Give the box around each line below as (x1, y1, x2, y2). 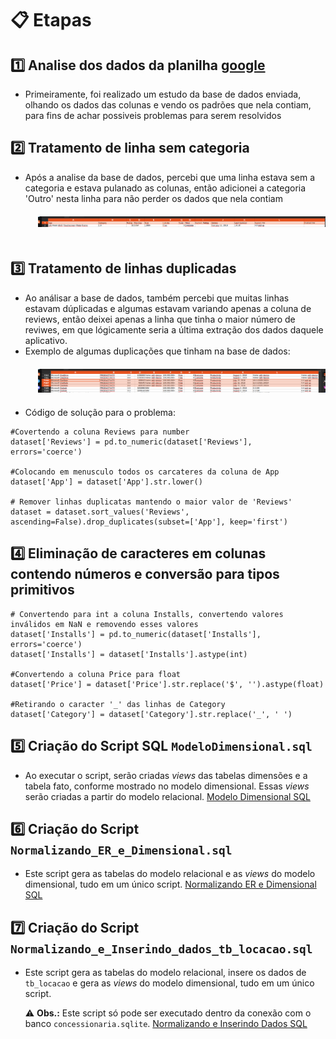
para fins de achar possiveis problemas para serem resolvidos (24, 110, 282, 121)
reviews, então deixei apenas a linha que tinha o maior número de (24, 313, 296, 325)
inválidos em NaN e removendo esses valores (10, 619, 199, 629)
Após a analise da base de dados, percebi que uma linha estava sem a (24, 171, 315, 183)
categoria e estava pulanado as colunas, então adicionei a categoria (24, 182, 307, 194)
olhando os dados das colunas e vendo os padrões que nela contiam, (24, 99, 312, 111)
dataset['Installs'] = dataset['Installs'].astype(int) (10, 649, 248, 659)
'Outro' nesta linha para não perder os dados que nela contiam (24, 192, 283, 204)
